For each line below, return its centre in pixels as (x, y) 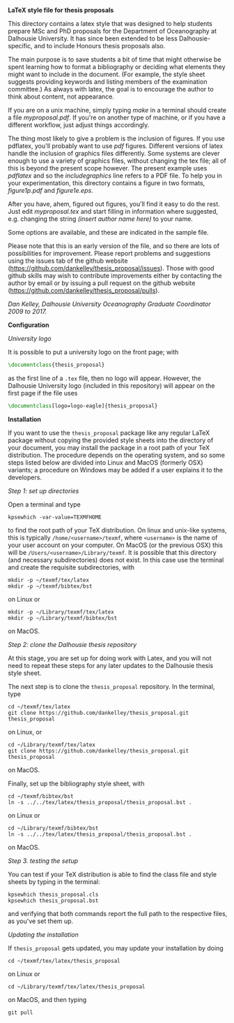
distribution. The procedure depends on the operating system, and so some (117, 455)
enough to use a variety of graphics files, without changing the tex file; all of (117, 161)
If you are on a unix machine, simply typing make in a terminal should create (117, 110)
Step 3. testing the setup (43, 861)
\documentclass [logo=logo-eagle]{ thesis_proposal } (83, 406)
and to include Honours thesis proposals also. (100, 46)
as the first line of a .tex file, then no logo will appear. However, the (104, 378)
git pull (21, 1013)
